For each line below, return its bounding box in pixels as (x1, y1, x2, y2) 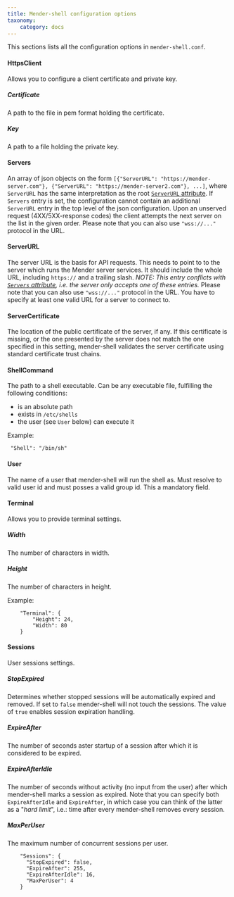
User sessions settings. (7, 658, 75, 667)
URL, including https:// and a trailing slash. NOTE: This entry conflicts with (7, 272, 226, 282)
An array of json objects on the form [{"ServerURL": (7, 174, 158, 182)
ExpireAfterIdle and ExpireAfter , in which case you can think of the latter (7, 797, 223, 806)
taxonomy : (7, 17, 37, 24)
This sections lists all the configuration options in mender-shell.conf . (7, 43, 206, 51)
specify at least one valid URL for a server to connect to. (7, 295, 171, 303)
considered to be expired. (7, 748, 82, 757)
